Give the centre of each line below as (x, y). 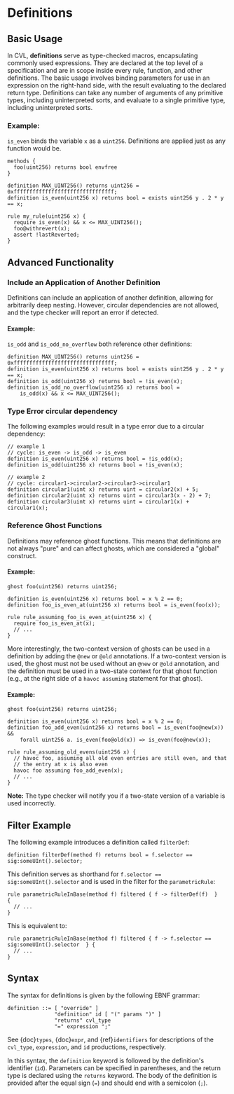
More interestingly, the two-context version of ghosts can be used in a (109, 649)
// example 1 (26, 447)
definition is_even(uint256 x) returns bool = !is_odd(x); (95, 459)
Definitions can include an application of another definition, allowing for (110, 297)
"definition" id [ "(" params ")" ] (108, 1014)
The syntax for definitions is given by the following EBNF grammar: (104, 995)
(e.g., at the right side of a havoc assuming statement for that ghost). (105, 678)
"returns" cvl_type (83, 1020)
